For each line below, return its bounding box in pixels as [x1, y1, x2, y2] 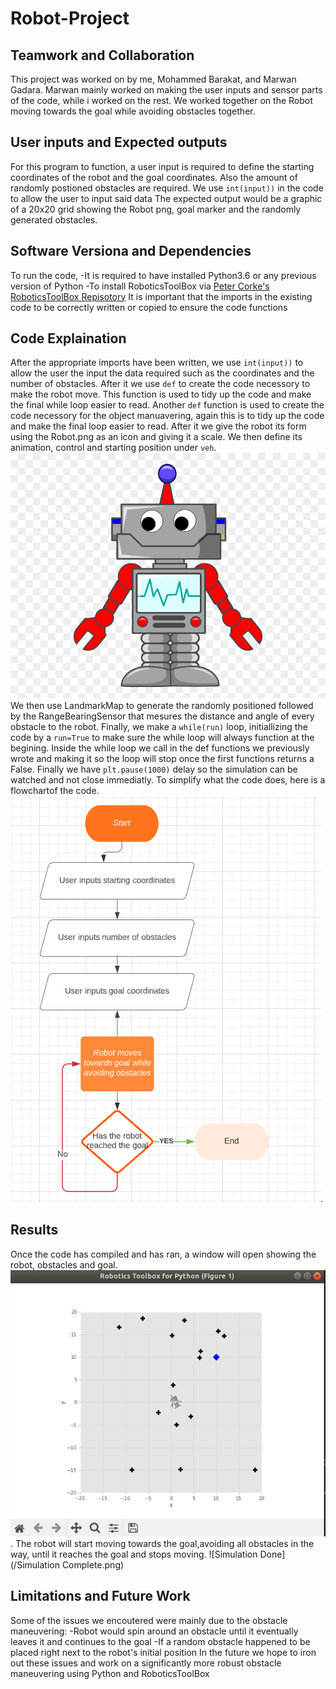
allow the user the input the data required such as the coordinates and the [10, 367, 315, 379]
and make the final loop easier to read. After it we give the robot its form [10, 420, 307, 432]
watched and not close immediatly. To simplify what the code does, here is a [10, 773, 326, 786]
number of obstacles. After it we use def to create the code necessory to [10, 378, 311, 390]
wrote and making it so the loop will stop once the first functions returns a [10, 752, 315, 764]
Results [10, 1222, 59, 1239]
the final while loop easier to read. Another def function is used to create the [10, 399, 325, 411]
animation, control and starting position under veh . [10, 442, 217, 454]
